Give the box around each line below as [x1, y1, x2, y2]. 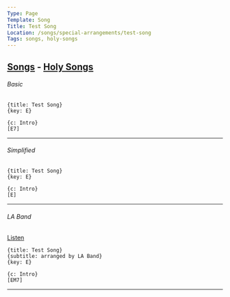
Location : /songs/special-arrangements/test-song [7, 29, 152, 36]
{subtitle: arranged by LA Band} [7, 253, 103, 260]
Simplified [7, 146, 36, 154]
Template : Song [7, 16, 51, 23]
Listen [7, 234, 25, 242]
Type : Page [7, 10, 38, 17]
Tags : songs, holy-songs [7, 36, 78, 43]
